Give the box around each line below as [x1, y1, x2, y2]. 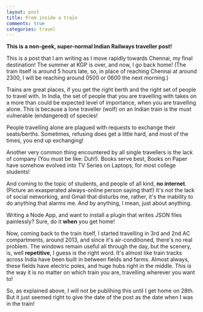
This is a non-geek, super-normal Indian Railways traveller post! [6, 43, 173, 50]
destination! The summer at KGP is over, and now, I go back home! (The [6, 61, 187, 69]
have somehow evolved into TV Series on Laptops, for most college [6, 162, 176, 169]
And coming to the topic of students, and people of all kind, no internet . [6, 180, 187, 187]
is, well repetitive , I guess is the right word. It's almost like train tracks [6, 249, 182, 257]
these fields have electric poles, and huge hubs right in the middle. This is [6, 262, 192, 270]
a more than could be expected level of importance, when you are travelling [6, 99, 196, 106]
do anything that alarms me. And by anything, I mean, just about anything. [6, 199, 192, 207]
